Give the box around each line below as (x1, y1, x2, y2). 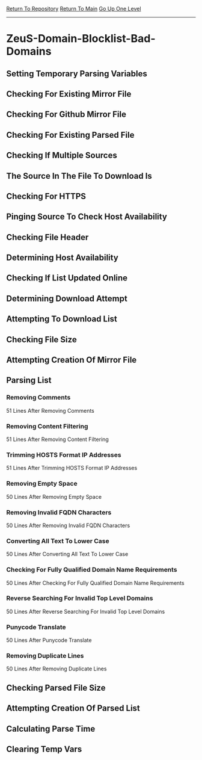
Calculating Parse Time (6, 723, 96, 734)
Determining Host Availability (6, 253, 118, 263)
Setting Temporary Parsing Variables (6, 69, 147, 79)
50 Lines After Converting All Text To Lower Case (6, 551, 129, 558)
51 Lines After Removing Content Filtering (6, 436, 109, 443)
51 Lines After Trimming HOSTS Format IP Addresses (6, 465, 138, 472)
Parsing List (6, 375, 52, 386)
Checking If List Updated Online (6, 273, 128, 283)
